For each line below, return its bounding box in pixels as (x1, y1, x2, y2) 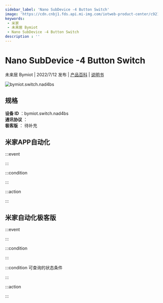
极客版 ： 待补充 (5, 122, 37, 128)
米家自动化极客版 (5, 213, 56, 222)
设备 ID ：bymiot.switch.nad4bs (5, 110, 69, 116)
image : (5, 12, 18, 16)
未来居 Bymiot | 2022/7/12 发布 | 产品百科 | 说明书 (5, 71, 104, 78)
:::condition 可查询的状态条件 (5, 265, 63, 271)
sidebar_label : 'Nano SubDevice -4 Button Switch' (5, 7, 110, 12)
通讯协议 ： (5, 116, 28, 122)
